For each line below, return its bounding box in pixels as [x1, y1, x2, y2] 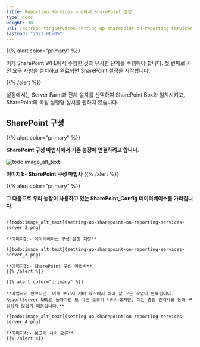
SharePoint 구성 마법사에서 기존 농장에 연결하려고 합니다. [6, 146, 140, 153]
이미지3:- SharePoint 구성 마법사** [11, 263, 92, 269]
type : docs [6, 14, 33, 20]
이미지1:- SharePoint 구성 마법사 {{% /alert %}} [6, 171, 119, 178]
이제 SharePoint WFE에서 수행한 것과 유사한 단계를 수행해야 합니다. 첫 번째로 [6, 60, 186, 67]
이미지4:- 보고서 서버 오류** [11, 330, 74, 336]
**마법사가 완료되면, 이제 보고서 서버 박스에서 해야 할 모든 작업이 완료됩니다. [6, 290, 174, 296]
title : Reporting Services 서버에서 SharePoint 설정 [6, 8, 132, 15]
